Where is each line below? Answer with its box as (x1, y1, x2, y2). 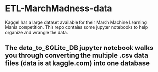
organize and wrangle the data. (5, 29, 68, 35)
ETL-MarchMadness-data (5, 3, 112, 14)
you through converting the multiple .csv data (5, 51, 149, 60)
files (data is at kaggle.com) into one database (5, 59, 150, 68)
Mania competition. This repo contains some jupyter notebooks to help (5, 24, 148, 30)
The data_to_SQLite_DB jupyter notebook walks (5, 44, 154, 52)
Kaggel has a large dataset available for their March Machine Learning (5, 19, 147, 25)
